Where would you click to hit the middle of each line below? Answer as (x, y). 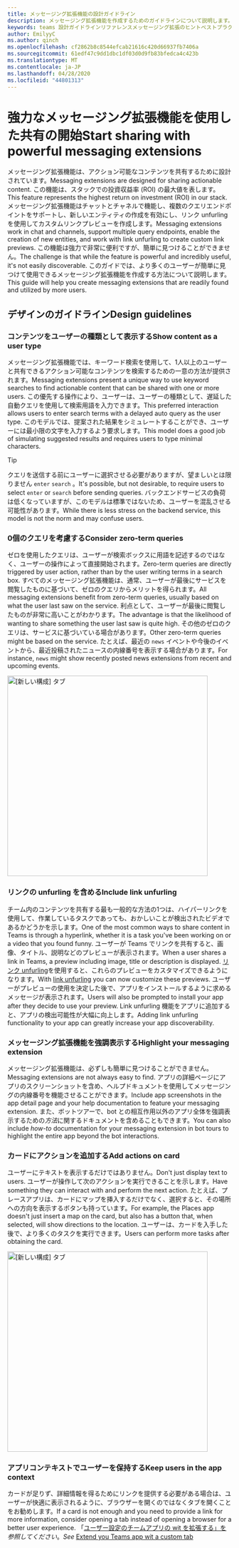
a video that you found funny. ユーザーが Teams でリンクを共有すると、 (112, 943)
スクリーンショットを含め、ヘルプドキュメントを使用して (110, 1086)
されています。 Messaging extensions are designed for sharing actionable (115, 181)
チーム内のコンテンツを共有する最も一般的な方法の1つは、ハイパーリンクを (117, 909)
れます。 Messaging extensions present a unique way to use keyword (108, 380)
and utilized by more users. (47, 290)
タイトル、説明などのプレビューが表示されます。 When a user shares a (123, 952)
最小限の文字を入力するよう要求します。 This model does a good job (126, 431)
